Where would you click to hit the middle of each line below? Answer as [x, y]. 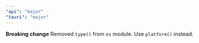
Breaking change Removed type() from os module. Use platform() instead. [99, 34]
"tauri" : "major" [27, 17]
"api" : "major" [25, 11]
